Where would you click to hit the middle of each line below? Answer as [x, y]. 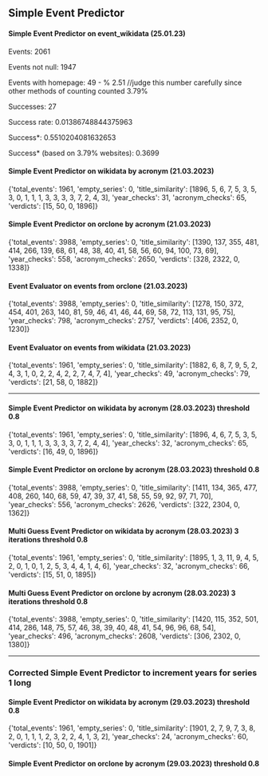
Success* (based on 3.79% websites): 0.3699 [84, 153]
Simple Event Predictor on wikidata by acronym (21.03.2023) [111, 171]
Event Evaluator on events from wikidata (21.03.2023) [100, 347]
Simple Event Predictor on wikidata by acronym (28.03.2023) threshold [129, 408]
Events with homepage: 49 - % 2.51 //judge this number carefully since [125, 82]
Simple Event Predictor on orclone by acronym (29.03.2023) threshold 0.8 [134, 763]
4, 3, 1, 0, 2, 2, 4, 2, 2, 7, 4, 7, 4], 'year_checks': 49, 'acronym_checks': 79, [130, 374]
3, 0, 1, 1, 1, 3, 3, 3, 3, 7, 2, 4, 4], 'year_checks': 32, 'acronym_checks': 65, [128, 442]
